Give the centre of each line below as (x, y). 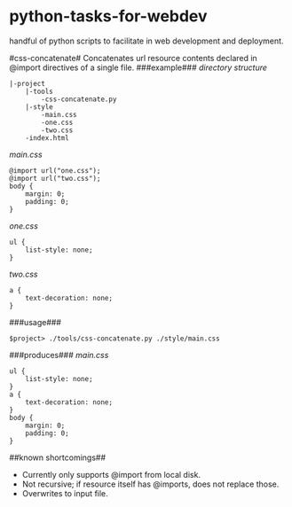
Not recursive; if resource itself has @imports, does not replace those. (150, 484)
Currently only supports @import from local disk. (111, 474)
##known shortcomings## (58, 457)
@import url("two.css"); (55, 178)
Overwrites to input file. (65, 493)
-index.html (47, 138)
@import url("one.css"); (55, 170)
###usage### (36, 322)
